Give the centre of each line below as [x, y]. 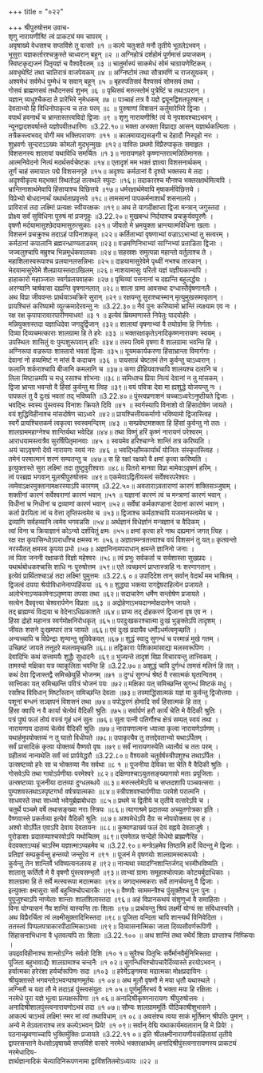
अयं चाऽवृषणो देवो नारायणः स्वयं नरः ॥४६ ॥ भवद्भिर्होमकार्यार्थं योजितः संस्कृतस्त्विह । [114, 450]
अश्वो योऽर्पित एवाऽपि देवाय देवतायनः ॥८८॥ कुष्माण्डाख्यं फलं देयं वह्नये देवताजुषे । [109, 827]
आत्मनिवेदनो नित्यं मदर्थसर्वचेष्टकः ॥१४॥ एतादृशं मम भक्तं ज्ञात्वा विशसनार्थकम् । [108, 162]
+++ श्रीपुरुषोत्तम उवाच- [39, 28]
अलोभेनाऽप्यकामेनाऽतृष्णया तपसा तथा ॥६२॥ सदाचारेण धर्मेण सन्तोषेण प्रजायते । [107, 594]
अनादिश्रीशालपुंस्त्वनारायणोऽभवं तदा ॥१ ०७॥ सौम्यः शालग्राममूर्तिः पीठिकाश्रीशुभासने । [113, 1007]
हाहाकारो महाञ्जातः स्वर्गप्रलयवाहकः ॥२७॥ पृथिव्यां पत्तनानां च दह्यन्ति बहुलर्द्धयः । [108, 279]
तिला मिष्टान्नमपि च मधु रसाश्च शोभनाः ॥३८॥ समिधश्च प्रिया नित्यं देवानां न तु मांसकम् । [116, 378]
